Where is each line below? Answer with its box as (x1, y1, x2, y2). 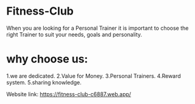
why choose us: (6, 52, 88, 66)
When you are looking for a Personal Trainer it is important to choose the (6, 24, 189, 32)
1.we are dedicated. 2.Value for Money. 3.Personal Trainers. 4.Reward (6, 72, 181, 80)
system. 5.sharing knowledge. (6, 78, 82, 86)
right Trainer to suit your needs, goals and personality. (6, 30, 143, 38)
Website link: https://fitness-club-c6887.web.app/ (6, 90, 132, 98)
